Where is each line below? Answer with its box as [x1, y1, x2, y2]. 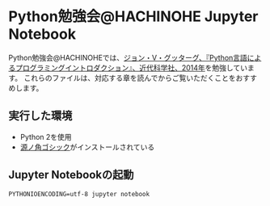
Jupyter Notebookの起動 [8, 168, 134, 182]
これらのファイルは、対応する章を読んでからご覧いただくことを [23, 73, 236, 82]
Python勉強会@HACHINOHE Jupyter [8, 7, 259, 26]
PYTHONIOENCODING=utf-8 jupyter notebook [8, 190, 150, 198]
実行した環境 [8, 109, 73, 123]
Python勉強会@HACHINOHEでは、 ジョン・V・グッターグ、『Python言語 [8, 53, 248, 62]
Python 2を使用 [19, 132, 72, 141]
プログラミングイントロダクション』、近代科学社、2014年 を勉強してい [15, 62, 248, 73]
